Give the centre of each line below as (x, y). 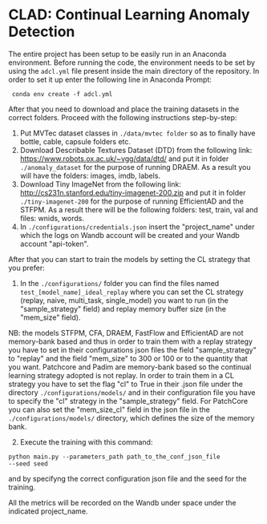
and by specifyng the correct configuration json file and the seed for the (127, 478)
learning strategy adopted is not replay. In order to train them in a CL (121, 375)
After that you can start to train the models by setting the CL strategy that (129, 259)
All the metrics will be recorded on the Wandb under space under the (122, 502)
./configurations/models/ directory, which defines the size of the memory (131, 417)
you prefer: (27, 268)
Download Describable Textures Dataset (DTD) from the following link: (136, 150)
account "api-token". (54, 244)
